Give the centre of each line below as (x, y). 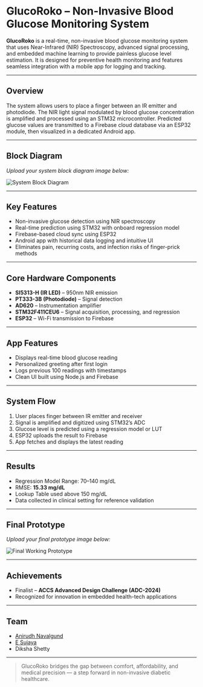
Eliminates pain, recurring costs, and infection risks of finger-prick (97, 247)
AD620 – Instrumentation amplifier (58, 306)
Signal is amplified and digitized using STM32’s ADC (80, 422)
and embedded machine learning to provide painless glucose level (89, 53)
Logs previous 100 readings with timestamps (71, 370)
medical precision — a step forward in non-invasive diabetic (96, 672)
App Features (32, 343)
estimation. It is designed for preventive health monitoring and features (95, 60)
